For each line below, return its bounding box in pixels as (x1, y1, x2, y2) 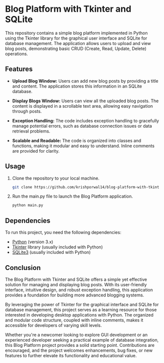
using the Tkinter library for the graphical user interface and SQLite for (5, 35, 147, 41)
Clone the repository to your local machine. (12, 175, 99, 181)
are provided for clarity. (12, 148, 60, 154)
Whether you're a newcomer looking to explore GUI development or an (5, 332, 148, 338)
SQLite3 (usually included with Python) (12, 250, 91, 255)
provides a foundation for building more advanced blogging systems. (5, 292, 144, 298)
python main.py (12, 203, 44, 208)
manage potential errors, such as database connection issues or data (12, 123, 152, 129)
